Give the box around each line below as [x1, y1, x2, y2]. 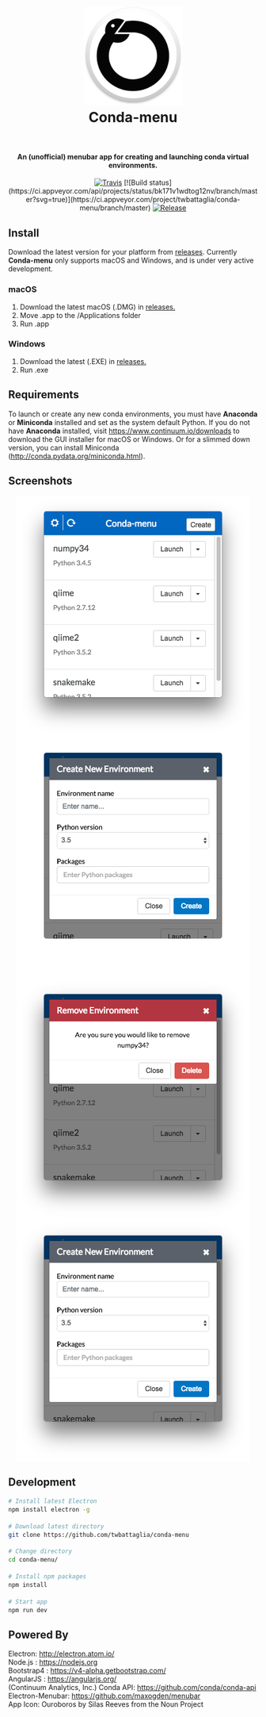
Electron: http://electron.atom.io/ [8, 1649, 115, 1658]
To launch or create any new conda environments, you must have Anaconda [8, 409, 258, 419]
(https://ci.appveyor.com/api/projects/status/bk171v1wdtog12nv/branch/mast [8, 186, 258, 196]
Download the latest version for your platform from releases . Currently [8, 247, 237, 257]
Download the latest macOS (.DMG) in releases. [19, 302, 176, 312]
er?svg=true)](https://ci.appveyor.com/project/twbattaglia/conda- [25, 195, 241, 205]
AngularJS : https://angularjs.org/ [8, 1674, 117, 1684]
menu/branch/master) [79, 203, 151, 213]
